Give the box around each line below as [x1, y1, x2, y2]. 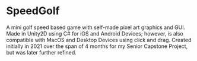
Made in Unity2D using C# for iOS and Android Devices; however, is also [6, 30, 184, 37]
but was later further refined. [6, 49, 77, 56]
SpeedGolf [6, 4, 60, 18]
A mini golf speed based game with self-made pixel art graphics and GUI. [6, 24, 186, 31]
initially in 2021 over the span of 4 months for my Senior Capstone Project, [6, 43, 188, 50]
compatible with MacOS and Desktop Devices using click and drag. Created [6, 36, 192, 43]
